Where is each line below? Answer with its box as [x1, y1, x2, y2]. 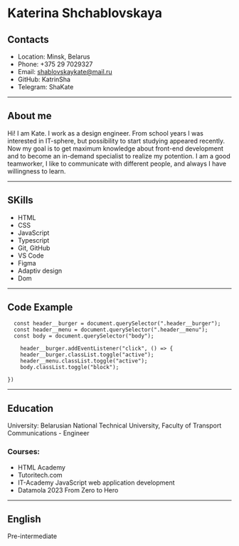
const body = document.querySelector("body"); [14, 333, 154, 340]
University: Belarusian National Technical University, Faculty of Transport [7, 421, 222, 430]
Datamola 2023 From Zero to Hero [17, 485, 119, 494]
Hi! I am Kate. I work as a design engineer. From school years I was [7, 128, 204, 137]
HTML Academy [17, 462, 66, 472]
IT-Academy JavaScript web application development [17, 478, 176, 487]
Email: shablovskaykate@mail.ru [17, 68, 112, 76]
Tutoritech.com [17, 470, 63, 479]
